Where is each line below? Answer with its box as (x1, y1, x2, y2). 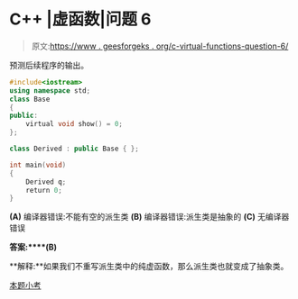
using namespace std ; (9, 86, 91, 95)
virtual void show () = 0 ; (25, 120, 124, 129)
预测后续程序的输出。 (9, 59, 88, 70)
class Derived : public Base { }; (9, 144, 140, 154)
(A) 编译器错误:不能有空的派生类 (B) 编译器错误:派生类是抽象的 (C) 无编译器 (9, 212, 290, 222)
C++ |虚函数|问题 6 (9, 9, 152, 30)
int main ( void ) (9, 160, 67, 169)
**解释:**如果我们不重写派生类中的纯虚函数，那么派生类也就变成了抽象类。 (9, 261, 289, 272)
